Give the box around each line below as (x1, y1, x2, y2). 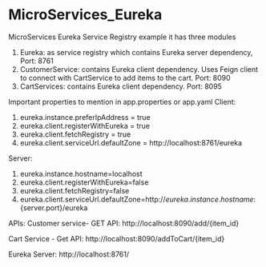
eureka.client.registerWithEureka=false (19, 177, 149, 187)
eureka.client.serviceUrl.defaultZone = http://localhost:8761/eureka (19, 137, 243, 147)
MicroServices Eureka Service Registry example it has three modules (8, 32, 236, 42)
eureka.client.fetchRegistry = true (19, 130, 131, 139)
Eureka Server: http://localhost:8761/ (8, 249, 130, 259)
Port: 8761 (19, 56, 54, 66)
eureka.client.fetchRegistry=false (19, 185, 130, 195)
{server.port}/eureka (19, 202, 88, 213)
